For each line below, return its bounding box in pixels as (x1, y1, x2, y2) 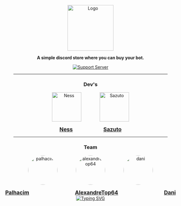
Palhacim (5, 189, 29, 196)
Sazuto (103, 126, 122, 133)
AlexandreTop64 (75, 189, 118, 196)
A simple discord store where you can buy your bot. (37, 55, 144, 61)
